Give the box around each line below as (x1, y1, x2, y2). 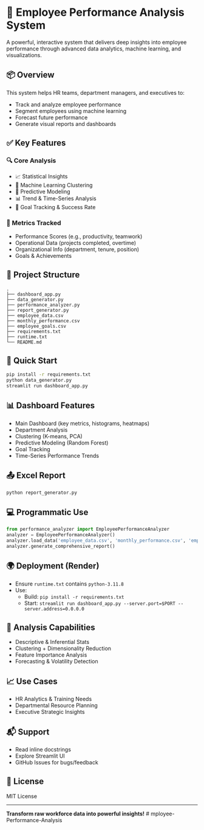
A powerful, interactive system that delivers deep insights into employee (6, 38, 187, 46)
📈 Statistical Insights (15, 173, 68, 180)
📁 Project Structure (6, 270, 80, 280)
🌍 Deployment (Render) (6, 561, 100, 571)
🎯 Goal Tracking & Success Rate (15, 204, 96, 211)
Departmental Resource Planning (15, 702, 98, 709)
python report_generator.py (6, 489, 78, 496)
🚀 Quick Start (6, 355, 58, 365)
